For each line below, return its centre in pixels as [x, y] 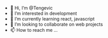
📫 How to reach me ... [34, 30]
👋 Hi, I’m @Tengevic [31, 8]
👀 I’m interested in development [44, 13]
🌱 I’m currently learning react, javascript [52, 19]
